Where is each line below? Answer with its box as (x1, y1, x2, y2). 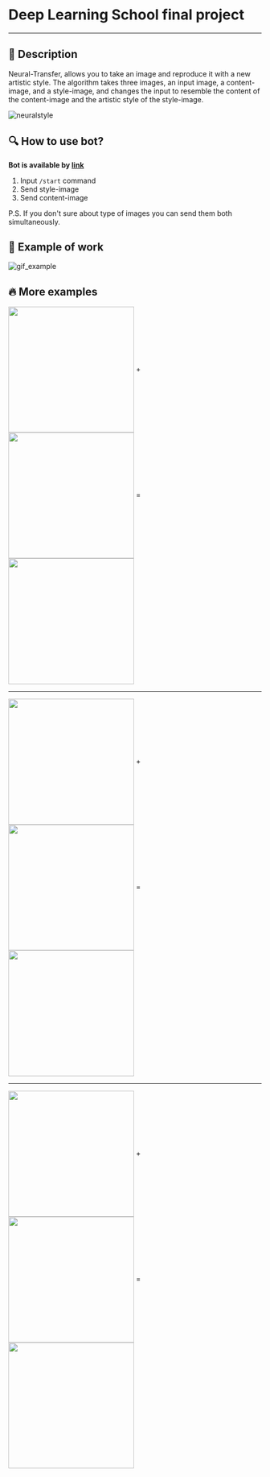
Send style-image (19, 184, 80, 194)
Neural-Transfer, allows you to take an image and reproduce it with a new (8, 68, 251, 78)
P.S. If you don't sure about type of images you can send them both (8, 208, 233, 218)
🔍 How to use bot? (8, 134, 104, 148)
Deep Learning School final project (8, 6, 245, 24)
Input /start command (19, 176, 96, 185)
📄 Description (8, 48, 78, 61)
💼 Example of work (8, 240, 104, 254)
